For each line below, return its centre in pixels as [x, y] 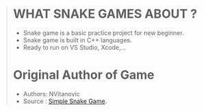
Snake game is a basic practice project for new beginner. [103, 33]
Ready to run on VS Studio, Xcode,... [75, 47]
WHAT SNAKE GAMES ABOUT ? [105, 14]
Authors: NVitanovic [51, 94]
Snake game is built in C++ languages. [77, 40]
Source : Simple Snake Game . [65, 101]
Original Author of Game [84, 75]
